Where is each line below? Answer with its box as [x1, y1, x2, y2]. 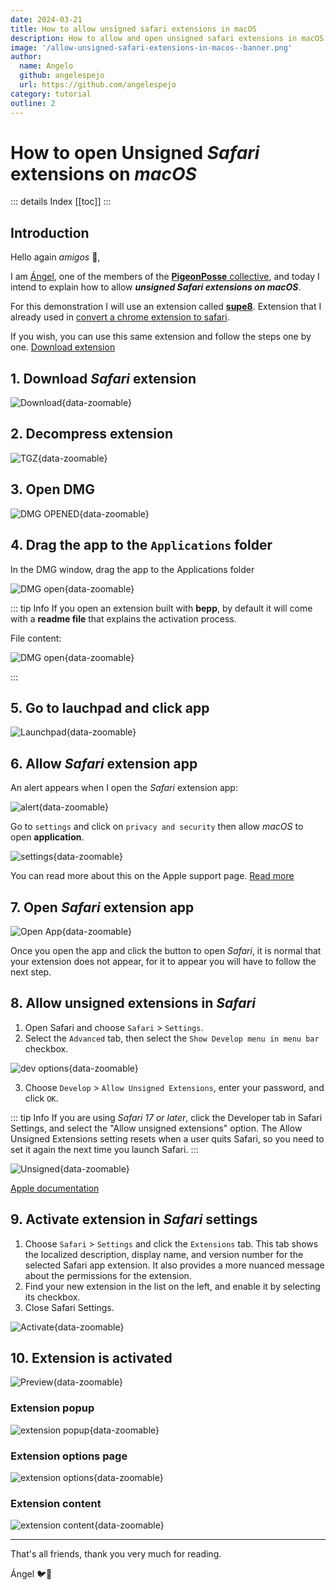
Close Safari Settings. [24, 1301, 115, 1313]
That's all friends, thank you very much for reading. [10, 1548, 222, 1560]
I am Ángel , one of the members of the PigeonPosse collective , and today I [10, 271, 320, 283]
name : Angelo [19, 61, 74, 71]
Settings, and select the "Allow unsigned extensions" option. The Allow [10, 1122, 303, 1134]
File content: [10, 632, 62, 644]
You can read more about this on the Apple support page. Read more [10, 870, 295, 882]
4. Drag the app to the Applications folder [10, 537, 273, 554]
